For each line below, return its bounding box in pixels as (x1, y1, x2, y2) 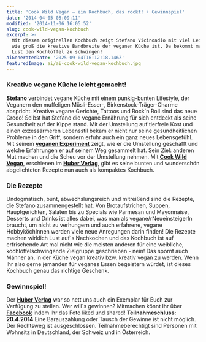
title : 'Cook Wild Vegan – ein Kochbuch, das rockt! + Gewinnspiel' (6, 9, 185, 15)
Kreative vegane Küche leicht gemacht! (6, 80, 127, 89)
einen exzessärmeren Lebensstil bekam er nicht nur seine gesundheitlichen (6, 127, 197, 134)
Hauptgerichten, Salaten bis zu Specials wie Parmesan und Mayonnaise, (6, 208, 189, 216)
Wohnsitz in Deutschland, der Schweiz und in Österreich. (6, 329, 150, 336)
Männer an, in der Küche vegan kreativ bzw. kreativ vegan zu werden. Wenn (6, 254, 199, 261)
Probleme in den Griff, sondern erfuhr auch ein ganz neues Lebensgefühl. (6, 133, 193, 141)
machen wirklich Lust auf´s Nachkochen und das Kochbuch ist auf (6, 234, 174, 242)
